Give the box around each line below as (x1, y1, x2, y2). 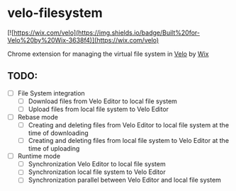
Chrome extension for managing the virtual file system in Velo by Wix (7, 50, 209, 58)
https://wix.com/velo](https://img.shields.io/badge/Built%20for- (13, 28, 201, 37)
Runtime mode (17, 152, 61, 161)
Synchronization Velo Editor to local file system (28, 160, 166, 168)
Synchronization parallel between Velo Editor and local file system (28, 175, 222, 185)
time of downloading (28, 129, 89, 137)
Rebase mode (17, 112, 59, 121)
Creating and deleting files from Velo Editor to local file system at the (28, 121, 229, 129)
